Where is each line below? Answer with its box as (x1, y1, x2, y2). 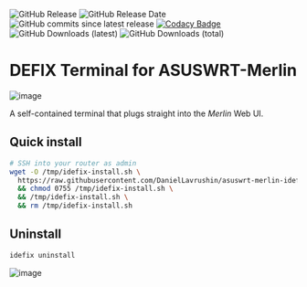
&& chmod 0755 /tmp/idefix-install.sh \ (17, 184, 174, 194)
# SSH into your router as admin (9, 158, 137, 168)
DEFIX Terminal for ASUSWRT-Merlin (9, 60, 298, 81)
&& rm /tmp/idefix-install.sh (17, 201, 132, 210)
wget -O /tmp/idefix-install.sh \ (9, 167, 142, 176)
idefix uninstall (9, 250, 76, 260)
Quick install (9, 134, 82, 150)
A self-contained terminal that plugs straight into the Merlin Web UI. (9, 108, 264, 119)
